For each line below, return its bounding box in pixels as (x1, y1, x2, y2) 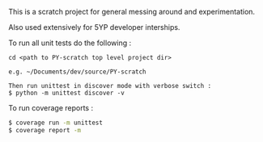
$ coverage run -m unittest (8, 119, 104, 127)
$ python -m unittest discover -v (8, 89, 125, 97)
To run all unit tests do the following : (8, 38, 132, 48)
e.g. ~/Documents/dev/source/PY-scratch (8, 68, 147, 76)
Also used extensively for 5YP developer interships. (8, 23, 180, 31)
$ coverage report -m (8, 126, 82, 134)
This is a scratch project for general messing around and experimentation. (8, 7, 256, 16)
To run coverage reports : (8, 103, 94, 112)
